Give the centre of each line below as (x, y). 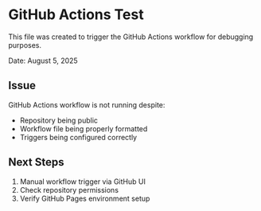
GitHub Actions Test (76, 15)
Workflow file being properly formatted (84, 128)
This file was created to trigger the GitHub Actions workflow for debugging (131, 37)
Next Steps (36, 162)
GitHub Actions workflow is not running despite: (87, 104)
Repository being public (58, 120)
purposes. (25, 45)
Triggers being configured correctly (78, 137)
